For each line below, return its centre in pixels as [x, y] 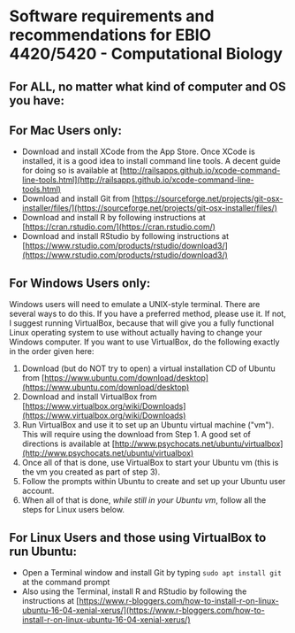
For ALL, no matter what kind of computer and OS [147, 86]
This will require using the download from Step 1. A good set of [136, 435]
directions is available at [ [68, 444]
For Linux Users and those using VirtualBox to [138, 537]
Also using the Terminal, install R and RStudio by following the [134, 591]
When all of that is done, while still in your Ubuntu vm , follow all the [144, 500]
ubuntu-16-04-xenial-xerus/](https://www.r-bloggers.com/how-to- [143, 610]
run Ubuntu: [43, 551]
